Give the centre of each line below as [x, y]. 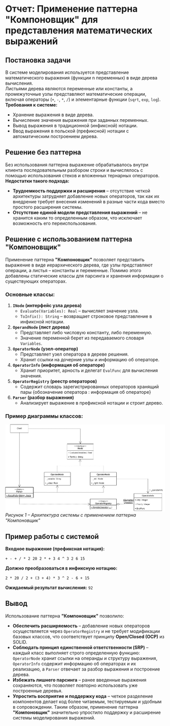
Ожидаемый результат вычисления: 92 [49, 588]
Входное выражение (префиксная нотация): [55, 549]
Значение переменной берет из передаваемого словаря [82, 338]
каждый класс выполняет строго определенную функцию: [76, 653]
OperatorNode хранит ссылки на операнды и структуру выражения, [85, 658]
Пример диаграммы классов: [44, 416]
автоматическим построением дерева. [55, 136]
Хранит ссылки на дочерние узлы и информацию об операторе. [90, 359]
